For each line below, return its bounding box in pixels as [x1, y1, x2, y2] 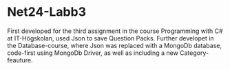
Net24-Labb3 [7, 4, 86, 20]
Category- [180, 49, 209, 57]
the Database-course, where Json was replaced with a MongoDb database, [7, 41, 222, 49]
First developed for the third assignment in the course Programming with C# [7, 27, 223, 35]
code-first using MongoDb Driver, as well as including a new [7, 49, 179, 57]
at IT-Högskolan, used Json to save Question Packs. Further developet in [7, 34, 215, 42]
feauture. [7, 56, 33, 64]
